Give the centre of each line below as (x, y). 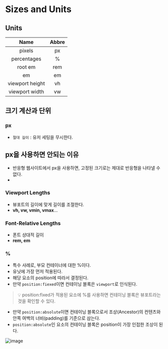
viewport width (26, 92)
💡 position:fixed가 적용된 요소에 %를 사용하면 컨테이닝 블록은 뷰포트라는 (89, 295)
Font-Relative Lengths (33, 223)
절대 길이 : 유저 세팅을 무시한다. (43, 137)
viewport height (26, 83)
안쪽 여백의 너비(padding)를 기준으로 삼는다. (56, 318)
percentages (26, 59)
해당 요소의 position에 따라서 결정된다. (50, 278)
